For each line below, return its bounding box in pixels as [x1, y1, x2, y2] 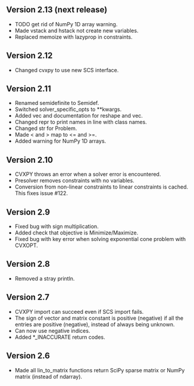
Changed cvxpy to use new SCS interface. [14, 66, 119, 73]
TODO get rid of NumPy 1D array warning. [14, 20, 118, 27]
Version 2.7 [6, 292, 49, 302]
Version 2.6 [6, 351, 51, 361]
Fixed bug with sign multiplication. [14, 223, 99, 230]
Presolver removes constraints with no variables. [14, 177, 135, 184]
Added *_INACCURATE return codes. [14, 333, 105, 341]
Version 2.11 [6, 84, 52, 94]
